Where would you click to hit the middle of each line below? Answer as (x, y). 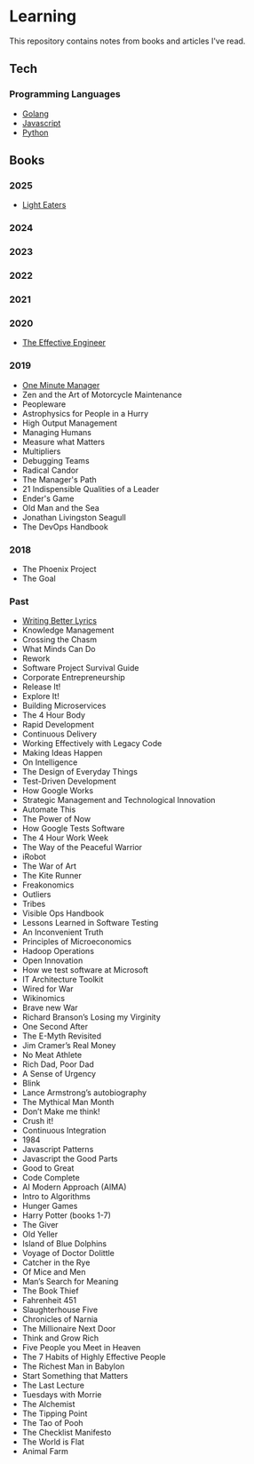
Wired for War (48, 989)
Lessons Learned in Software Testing (90, 923)
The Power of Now (56, 819)
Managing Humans (56, 432)
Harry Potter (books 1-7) (66, 1215)
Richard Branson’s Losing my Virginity (91, 1017)
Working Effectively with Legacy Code (92, 744)
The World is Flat (53, 1442)
